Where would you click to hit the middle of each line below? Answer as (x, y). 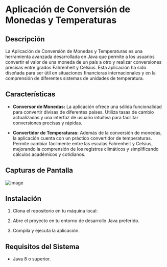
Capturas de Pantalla (39, 170)
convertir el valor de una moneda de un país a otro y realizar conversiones (83, 62)
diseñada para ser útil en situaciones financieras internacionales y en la (80, 73)
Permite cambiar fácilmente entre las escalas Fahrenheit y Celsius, (83, 143)
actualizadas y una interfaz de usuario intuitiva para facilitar (76, 117)
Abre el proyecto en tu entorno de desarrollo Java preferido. (76, 221)
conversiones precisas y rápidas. (47, 123)
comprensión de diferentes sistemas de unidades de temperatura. (75, 78)
